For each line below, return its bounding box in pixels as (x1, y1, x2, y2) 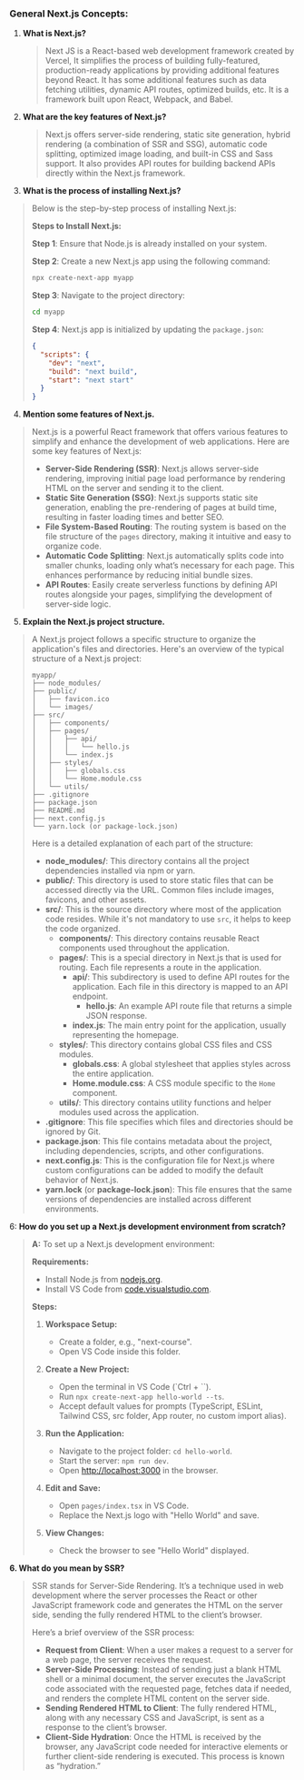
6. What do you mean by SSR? (9, 1563, 125, 1574)
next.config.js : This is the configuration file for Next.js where (44, 1155, 275, 1166)
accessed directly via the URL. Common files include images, (44, 885, 275, 896)
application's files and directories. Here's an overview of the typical (31, 644, 284, 655)
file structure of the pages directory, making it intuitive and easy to (44, 531, 292, 542)
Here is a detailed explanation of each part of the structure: (31, 838, 254, 849)
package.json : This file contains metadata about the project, (44, 1136, 272, 1147)
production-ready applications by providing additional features (44, 65, 279, 75)
